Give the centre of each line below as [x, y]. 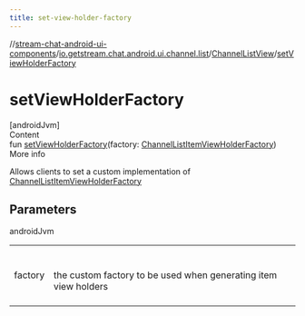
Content [25, 134]
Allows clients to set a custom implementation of [100, 171]
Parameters [43, 209]
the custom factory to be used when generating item [165, 275]
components [33, 53]
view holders [81, 287]
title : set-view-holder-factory [70, 18]
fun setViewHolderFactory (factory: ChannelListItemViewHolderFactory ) [143, 144]
